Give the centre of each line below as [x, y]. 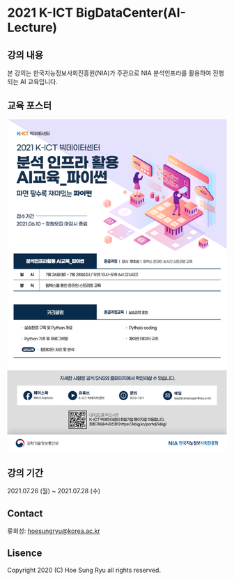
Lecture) [32, 27]
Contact [25, 513]
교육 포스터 [30, 106]
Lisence [25, 554]
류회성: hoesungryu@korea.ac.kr [54, 531]
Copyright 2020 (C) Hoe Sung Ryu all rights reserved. [84, 570]
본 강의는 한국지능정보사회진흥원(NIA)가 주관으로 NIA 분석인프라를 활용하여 [109, 73]
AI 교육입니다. [39, 82]
